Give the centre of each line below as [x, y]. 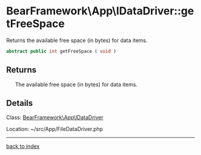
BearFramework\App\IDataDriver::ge [100, 11]
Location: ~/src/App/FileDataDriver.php [55, 129]
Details [19, 103]
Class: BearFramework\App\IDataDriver [55, 117]
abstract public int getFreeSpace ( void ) [61, 51]
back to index [23, 146]
